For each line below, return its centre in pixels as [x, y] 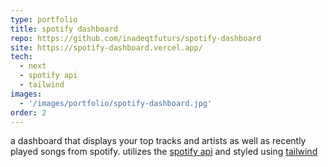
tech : [21, 57]
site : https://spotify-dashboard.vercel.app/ [106, 47]
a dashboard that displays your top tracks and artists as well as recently [158, 141]
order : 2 [28, 112]
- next [33, 66]
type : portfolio [44, 19]
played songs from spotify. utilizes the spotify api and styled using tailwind [164, 152]
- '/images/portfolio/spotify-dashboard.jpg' [116, 103]
